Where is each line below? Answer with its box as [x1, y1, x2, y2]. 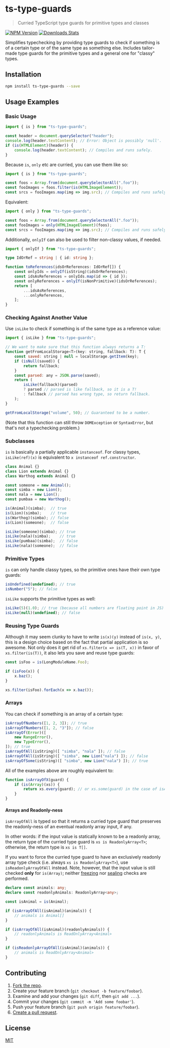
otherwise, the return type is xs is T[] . [5, 844, 88, 851]
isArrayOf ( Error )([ [5, 730, 47, 735]
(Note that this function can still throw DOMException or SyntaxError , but [5, 419, 153, 425]
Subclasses [5, 437, 34, 445]
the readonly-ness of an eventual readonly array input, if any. [5, 824, 133, 830]
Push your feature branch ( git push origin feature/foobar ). [12, 1003, 140, 1010]
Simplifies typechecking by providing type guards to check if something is [5, 39, 160, 46]
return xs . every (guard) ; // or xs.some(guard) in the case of [23, 787, 157, 792]
